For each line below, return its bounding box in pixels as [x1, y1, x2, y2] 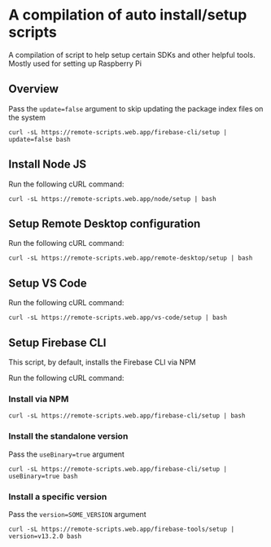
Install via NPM [8, 393, 69, 405]
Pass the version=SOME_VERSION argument [8, 509, 146, 519]
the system [8, 112, 46, 122]
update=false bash [8, 135, 71, 143]
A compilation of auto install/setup [8, 6, 247, 24]
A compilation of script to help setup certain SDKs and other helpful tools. [8, 50, 256, 59]
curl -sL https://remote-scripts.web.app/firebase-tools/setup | [8, 525, 234, 533]
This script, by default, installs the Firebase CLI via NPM [8, 357, 197, 367]
